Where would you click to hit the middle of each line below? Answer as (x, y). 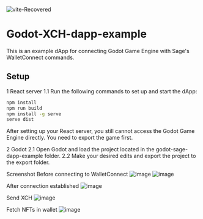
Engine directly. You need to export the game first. (70, 138)
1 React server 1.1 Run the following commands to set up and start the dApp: (102, 91)
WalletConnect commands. (40, 57)
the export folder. (28, 162)
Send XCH (19, 198)
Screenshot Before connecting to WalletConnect (67, 174)
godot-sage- (172, 149)
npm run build (24, 108)
